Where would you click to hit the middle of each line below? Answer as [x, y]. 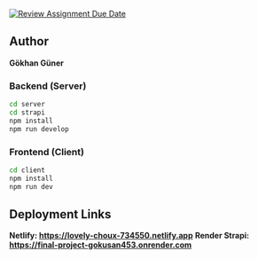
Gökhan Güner [37, 63]
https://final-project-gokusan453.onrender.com [101, 245]
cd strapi [27, 112]
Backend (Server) [48, 86]
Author [29, 41]
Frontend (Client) [47, 152]
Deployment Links [60, 214]
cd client [27, 170]
